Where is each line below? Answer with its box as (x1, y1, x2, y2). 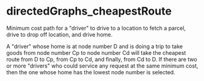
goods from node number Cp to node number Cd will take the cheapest (6, 49, 186, 56)
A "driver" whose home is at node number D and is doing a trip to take (6, 43, 183, 50)
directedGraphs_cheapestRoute (6, 4, 172, 18)
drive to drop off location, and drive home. (6, 30, 113, 38)
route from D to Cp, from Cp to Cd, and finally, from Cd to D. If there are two (6, 55, 197, 63)
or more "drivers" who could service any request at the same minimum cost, (6, 62, 199, 69)
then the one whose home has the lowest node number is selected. (6, 68, 175, 76)
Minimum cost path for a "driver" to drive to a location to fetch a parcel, (6, 24, 186, 32)
